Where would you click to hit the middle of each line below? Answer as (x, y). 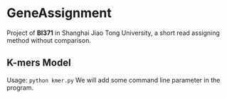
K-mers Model (39, 63)
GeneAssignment (59, 13)
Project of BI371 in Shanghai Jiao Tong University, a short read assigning (113, 33)
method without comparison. (49, 40)
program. (20, 88)
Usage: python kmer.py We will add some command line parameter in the (114, 80)
